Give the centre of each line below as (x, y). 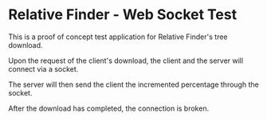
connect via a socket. (43, 68)
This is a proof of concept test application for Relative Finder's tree (118, 37)
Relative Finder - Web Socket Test (123, 15)
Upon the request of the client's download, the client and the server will (126, 60)
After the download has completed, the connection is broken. (109, 108)
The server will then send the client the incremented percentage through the (133, 84)
